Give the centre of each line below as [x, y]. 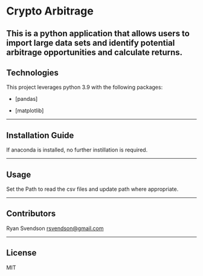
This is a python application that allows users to [98, 34]
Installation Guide [40, 135]
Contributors [31, 213]
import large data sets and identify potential [91, 43]
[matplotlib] [29, 111]
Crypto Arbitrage [50, 11]
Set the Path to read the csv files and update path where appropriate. [92, 189]
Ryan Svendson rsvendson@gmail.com [55, 228]
